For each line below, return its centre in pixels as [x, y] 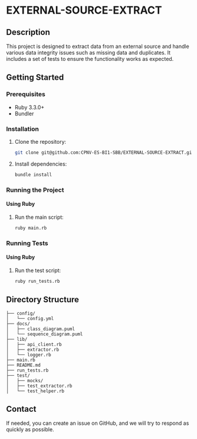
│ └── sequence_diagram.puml [45, 334]
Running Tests [27, 243]
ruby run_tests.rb [37, 281]
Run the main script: [39, 217]
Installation [23, 129]
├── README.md [24, 365]
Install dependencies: [41, 164]
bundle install [33, 175]
